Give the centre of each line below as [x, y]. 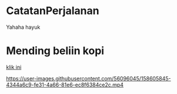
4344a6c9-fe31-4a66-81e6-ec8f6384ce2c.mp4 [65, 85]
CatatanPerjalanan [53, 11]
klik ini [14, 67]
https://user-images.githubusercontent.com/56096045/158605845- [88, 78]
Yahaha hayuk [23, 27]
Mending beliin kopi [55, 51]
